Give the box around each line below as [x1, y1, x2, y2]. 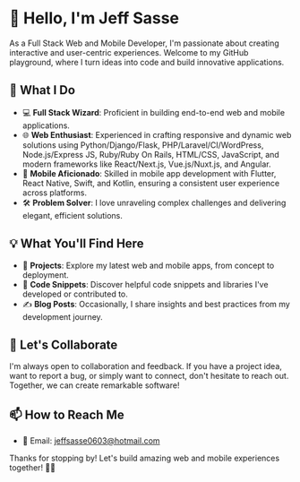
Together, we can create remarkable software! [9, 380, 180, 391]
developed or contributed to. [21, 288, 128, 299]
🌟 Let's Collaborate [9, 337, 118, 352]
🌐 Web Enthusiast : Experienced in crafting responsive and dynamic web [21, 129, 292, 140]
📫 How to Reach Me [9, 407, 124, 422]
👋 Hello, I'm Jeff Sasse [9, 8, 180, 29]
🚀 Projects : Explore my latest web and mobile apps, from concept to [21, 260, 275, 271]
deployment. [21, 269, 69, 280]
